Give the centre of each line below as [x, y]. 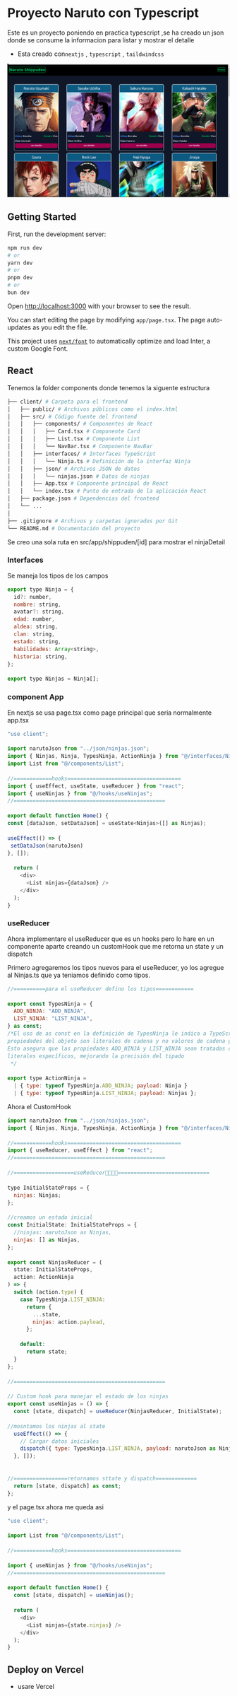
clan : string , [34, 634]
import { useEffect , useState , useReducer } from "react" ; [96, 786]
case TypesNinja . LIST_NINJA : [63, 1299]
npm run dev [25, 248]
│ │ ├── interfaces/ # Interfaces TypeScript [82, 454]
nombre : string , [37, 604]
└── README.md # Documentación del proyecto [74, 528]
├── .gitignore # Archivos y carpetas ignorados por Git [93, 521]
